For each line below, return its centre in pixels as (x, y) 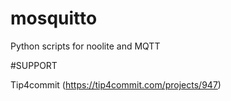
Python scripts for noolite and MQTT (85, 46)
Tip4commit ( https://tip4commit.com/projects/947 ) (116, 84)
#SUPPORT (34, 65)
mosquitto (54, 18)
